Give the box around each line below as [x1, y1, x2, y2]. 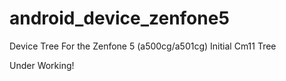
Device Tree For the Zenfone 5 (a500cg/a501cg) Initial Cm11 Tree [9, 40, 277, 52]
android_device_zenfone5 [9, 7, 230, 30]
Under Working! [9, 59, 75, 71]
